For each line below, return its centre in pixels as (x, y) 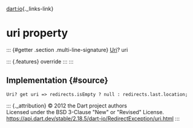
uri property (37, 33)
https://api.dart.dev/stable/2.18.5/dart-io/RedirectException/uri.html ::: (93, 118)
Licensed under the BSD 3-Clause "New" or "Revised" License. (85, 112)
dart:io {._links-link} (30, 9)
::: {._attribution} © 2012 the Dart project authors (67, 106)
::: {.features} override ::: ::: (40, 61)
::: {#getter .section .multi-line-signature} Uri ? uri (67, 50)
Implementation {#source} (57, 81)
